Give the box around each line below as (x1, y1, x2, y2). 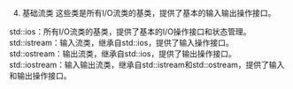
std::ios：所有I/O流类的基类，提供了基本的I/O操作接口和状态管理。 (9, 26, 251, 37)
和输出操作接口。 (9, 70, 72, 81)
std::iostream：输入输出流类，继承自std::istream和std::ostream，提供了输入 (9, 60, 285, 70)
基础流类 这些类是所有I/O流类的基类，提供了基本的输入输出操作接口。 (21, 8, 276, 18)
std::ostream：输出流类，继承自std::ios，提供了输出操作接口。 (9, 48, 236, 59)
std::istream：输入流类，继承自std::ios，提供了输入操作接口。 (9, 38, 234, 48)
